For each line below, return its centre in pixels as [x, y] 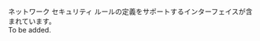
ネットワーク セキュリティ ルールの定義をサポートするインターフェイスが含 [130, 12]
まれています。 [32, 21]
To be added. [30, 30]
